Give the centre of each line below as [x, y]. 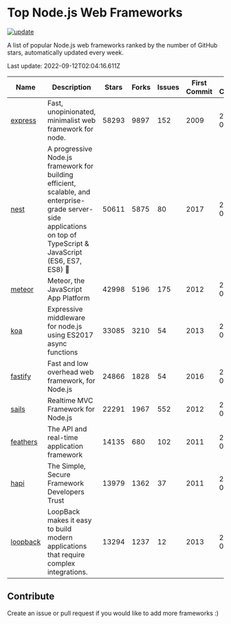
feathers [24, 441]
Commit [199, 91]
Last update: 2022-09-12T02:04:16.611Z [64, 66]
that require [66, 554]
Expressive [65, 309]
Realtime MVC [70, 400]
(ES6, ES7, [65, 261]
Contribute [31, 597]
